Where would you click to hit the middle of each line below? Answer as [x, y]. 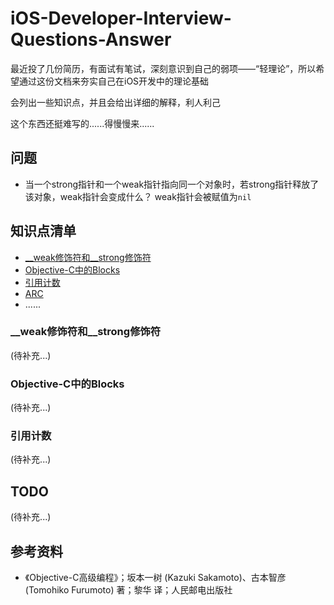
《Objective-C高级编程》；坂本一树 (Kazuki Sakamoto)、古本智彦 [155, 578]
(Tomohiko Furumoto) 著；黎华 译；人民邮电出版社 [128, 590]
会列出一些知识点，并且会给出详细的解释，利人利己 [115, 102]
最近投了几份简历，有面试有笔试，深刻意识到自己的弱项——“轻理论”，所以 [163, 68]
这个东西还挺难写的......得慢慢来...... [82, 123]
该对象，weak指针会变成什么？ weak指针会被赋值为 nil [138, 196]
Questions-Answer [91, 39]
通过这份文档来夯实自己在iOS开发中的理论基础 [114, 81]
